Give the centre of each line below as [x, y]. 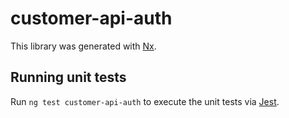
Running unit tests [68, 77]
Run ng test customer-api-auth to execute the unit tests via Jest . [145, 101]
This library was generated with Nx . [83, 46]
